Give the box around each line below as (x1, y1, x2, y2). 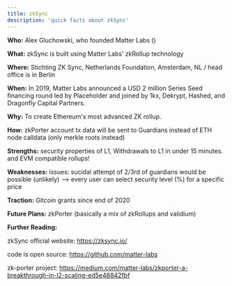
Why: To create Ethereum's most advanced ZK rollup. (7, 112, 162, 121)
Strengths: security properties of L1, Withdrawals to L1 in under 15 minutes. (7, 146, 224, 155)
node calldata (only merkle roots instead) (7, 133, 125, 142)
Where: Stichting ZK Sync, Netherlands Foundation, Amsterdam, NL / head (7, 63, 223, 71)
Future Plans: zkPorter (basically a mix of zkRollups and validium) (7, 209, 196, 218)
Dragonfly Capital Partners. (7, 98, 86, 107)
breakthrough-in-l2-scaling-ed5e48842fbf (7, 271, 130, 279)
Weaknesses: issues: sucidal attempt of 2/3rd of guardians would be (7, 167, 206, 176)
